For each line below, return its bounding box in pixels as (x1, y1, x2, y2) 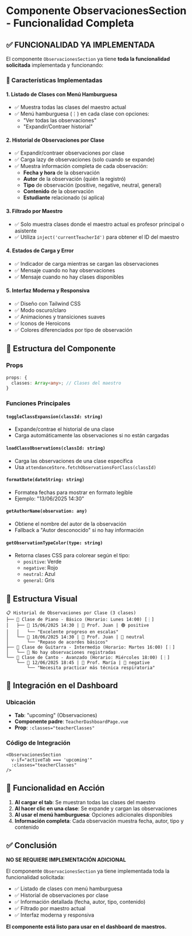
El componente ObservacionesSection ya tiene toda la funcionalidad (6, 56, 170, 62)
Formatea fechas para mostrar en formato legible (14, 489, 133, 496)
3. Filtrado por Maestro (6, 207, 63, 214)
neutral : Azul (23, 571, 55, 578)
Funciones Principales (6, 399, 71, 407)
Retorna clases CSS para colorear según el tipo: (14, 552, 130, 559)
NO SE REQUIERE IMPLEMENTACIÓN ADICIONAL (6, 856, 127, 863)
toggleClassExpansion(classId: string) (6, 414, 103, 420)
